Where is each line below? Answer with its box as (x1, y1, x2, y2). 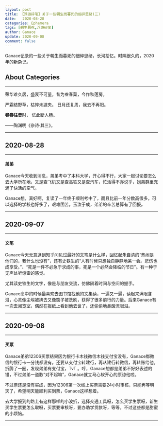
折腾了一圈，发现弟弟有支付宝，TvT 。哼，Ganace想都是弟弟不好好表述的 (5, 365, 153, 371)
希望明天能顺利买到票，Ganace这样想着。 (17, 388, 101, 394)
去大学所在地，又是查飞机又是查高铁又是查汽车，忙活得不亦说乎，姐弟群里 (5, 178, 154, 185)
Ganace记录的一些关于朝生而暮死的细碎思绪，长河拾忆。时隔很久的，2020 (5, 53, 154, 58)
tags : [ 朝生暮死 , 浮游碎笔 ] (5, 25, 54, 30)
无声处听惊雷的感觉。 (5, 270, 48, 276)
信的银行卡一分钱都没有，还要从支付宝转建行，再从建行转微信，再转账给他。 (5, 359, 158, 365)
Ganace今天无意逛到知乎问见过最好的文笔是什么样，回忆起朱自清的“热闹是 (5, 251, 154, 258)
